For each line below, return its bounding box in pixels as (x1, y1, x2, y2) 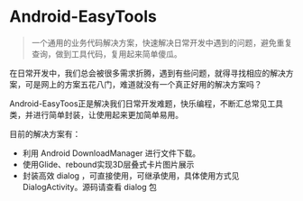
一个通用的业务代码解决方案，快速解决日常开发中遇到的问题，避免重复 (31, 37, 293, 48)
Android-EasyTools (9, 6, 158, 27)
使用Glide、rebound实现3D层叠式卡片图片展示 (22, 159, 195, 169)
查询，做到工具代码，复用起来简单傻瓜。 (31, 48, 182, 59)
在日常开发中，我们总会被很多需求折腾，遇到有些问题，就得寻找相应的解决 (9, 68, 286, 78)
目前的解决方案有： (9, 128, 81, 139)
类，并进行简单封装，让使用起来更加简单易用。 (9, 109, 183, 120)
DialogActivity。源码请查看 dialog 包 (22, 181, 158, 192)
